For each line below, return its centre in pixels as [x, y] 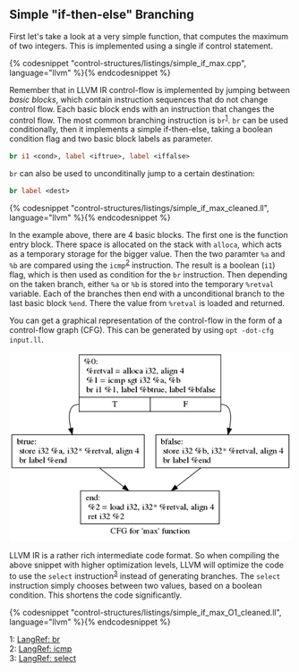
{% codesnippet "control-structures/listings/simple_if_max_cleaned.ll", [140, 208]
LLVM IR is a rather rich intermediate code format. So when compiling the [145, 556]
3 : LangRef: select [43, 658]
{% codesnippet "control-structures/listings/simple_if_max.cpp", [128, 63]
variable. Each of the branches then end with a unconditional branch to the [147, 293]
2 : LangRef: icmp [41, 649]
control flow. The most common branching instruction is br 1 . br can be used [149, 119]
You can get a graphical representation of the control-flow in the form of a [146, 320]
